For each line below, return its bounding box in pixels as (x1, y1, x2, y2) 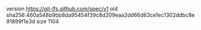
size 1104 (36, 18, 59, 25)
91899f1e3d (6, 18, 35, 25)
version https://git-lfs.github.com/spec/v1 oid (6, 5, 118, 12)
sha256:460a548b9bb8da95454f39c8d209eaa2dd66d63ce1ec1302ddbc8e (6, 11, 195, 19)
